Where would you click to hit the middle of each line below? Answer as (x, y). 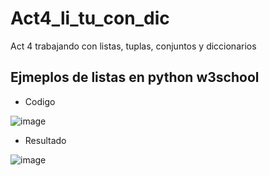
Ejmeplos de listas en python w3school (135, 77)
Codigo (40, 101)
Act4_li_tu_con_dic (90, 18)
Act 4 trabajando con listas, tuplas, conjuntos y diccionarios (133, 46)
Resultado (45, 140)
